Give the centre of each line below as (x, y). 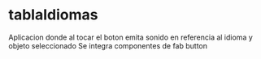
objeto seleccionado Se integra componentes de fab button (108, 45)
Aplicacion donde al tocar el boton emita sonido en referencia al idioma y (131, 37)
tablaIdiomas (53, 15)
